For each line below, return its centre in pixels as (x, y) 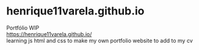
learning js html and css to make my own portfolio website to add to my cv (100, 40)
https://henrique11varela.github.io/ (49, 34)
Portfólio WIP (23, 28)
